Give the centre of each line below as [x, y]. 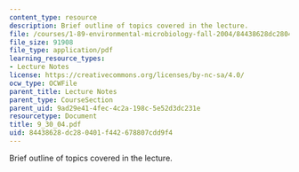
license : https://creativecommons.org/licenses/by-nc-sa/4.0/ [127, 75]
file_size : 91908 [41, 42]
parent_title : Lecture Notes [63, 91]
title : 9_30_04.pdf [45, 125]
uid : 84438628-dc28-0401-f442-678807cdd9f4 [91, 133]
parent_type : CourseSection [61, 100]
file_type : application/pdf [61, 51]
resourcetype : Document [53, 116]
